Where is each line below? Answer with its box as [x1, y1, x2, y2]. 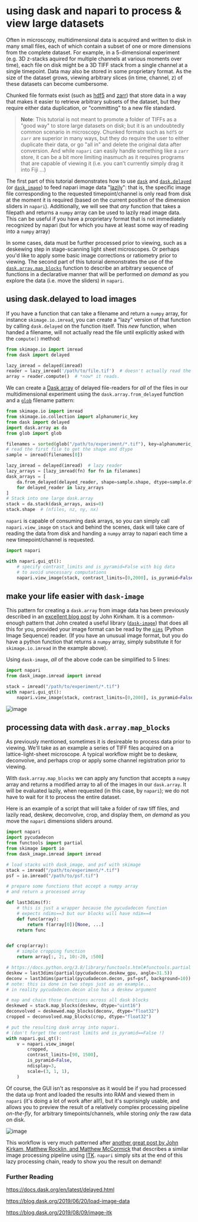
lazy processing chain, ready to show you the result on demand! [6, 1158, 162, 1165]
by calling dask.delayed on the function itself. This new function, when [6, 322, 177, 329]
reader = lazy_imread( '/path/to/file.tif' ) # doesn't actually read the [6, 368, 192, 374]
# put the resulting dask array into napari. [6, 1024, 120, 1030]
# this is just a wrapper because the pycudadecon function [16, 905, 167, 911]
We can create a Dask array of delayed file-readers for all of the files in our [6, 384, 189, 392]
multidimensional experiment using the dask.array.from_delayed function [6, 390, 184, 397]
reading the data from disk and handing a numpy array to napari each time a [6, 530, 187, 536]
